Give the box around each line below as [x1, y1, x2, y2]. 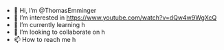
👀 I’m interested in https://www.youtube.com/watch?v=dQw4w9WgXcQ [13, 14, 217, 22]
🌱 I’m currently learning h [13, 21, 86, 28]
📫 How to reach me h [13, 36, 76, 43]
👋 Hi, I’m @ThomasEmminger [13, 7, 97, 14]
